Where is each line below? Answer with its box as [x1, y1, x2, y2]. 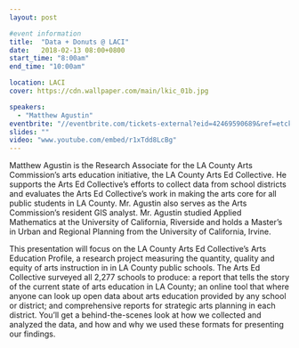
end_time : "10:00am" [9, 62, 86, 71]
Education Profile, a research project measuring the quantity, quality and [9, 253, 275, 263]
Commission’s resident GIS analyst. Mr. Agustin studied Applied [9, 207, 242, 218]
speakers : [9, 102, 46, 111]
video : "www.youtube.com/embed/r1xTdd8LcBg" [9, 135, 177, 145]
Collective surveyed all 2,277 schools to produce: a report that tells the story [9, 272, 290, 283]
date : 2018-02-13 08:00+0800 [9, 45, 125, 54]
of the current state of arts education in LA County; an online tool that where [9, 281, 289, 292]
